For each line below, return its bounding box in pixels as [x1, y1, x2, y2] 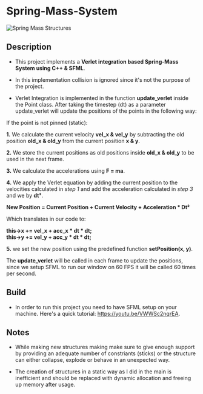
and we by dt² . [6, 192, 44, 199]
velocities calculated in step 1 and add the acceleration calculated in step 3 [6, 185, 193, 192]
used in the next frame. [6, 155, 65, 162]
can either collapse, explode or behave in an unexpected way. [15, 356, 170, 364]
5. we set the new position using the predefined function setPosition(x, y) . [6, 245, 193, 252]
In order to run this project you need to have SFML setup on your [15, 303, 177, 310]
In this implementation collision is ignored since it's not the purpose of [15, 76, 191, 83]
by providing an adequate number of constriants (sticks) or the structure [15, 350, 196, 357]
